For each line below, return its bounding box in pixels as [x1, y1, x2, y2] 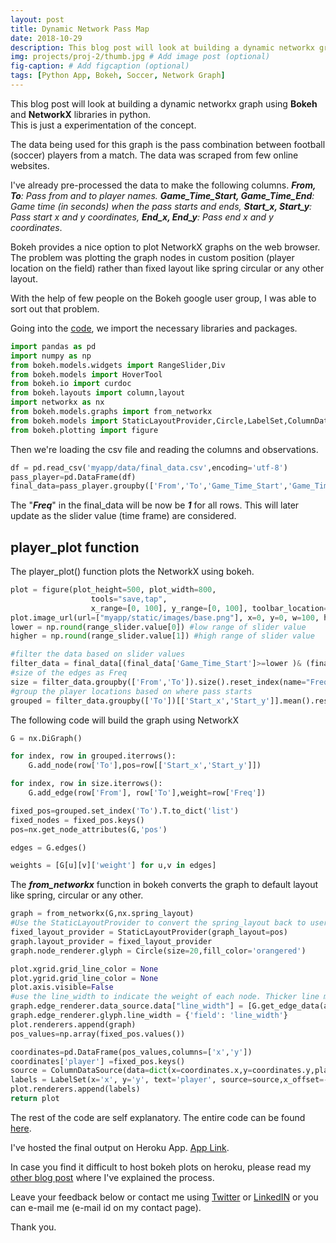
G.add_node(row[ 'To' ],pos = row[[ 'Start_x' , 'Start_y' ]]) [28, 761, 262, 771]
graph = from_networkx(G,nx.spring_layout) [10, 909, 195, 919]
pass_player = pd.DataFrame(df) [10, 472, 137, 482]
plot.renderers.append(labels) [10, 1084, 141, 1095]
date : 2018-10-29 [10, 33, 83, 43]
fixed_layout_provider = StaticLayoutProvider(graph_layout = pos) [10, 927, 288, 938]
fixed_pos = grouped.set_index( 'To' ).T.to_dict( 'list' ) [10, 806, 240, 816]
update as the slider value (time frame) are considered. [10, 510, 237, 522]
